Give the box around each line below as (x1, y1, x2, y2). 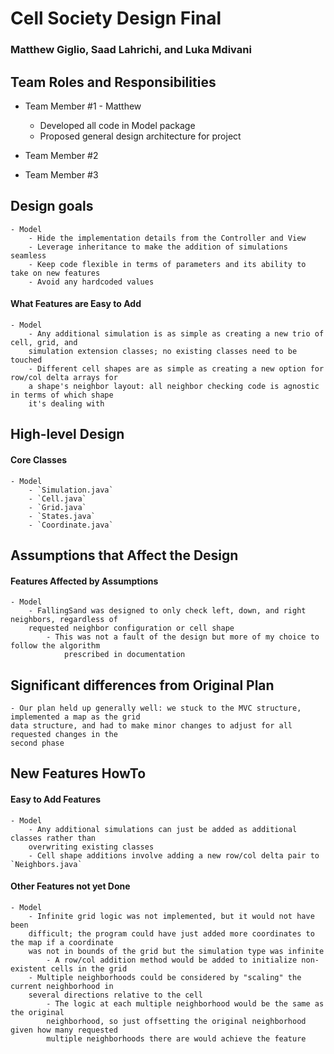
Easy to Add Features (10, 793, 102, 805)
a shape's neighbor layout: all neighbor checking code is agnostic (28, 381, 320, 391)
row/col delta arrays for (10, 372, 118, 382)
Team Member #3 (24, 168, 99, 181)
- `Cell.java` (28, 493, 87, 504)
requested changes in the (10, 729, 118, 739)
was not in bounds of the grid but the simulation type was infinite (28, 946, 325, 956)
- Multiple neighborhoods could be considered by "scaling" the (28, 972, 302, 982)
